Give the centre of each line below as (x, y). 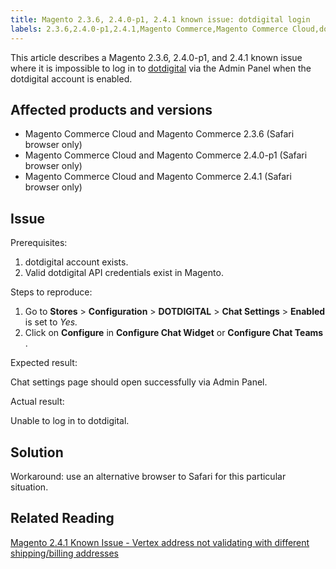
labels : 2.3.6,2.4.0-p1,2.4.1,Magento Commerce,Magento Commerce (149, 29)
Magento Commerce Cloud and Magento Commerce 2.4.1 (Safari (158, 177)
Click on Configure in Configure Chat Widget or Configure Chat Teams (174, 333)
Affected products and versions (111, 109)
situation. (29, 487)
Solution (37, 452)
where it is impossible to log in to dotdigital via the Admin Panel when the (161, 68)
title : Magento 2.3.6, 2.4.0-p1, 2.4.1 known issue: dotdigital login (160, 19)
